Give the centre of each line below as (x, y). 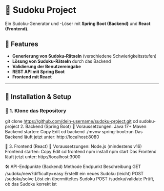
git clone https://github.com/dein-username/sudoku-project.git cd (72, 121)
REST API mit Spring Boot (38, 72)
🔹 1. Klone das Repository (36, 111)
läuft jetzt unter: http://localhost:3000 (43, 157)
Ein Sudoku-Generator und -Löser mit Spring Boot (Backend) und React (78, 24)
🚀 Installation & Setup (38, 97)
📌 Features (22, 44)
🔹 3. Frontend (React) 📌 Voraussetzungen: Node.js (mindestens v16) (73, 146)
